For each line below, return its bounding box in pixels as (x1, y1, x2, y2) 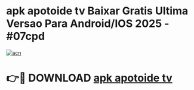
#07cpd (6, 30, 45, 43)
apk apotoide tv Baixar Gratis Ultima (6, 4, 189, 18)
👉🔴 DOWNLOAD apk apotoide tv (6, 72, 173, 85)
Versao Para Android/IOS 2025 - (6, 17, 170, 30)
